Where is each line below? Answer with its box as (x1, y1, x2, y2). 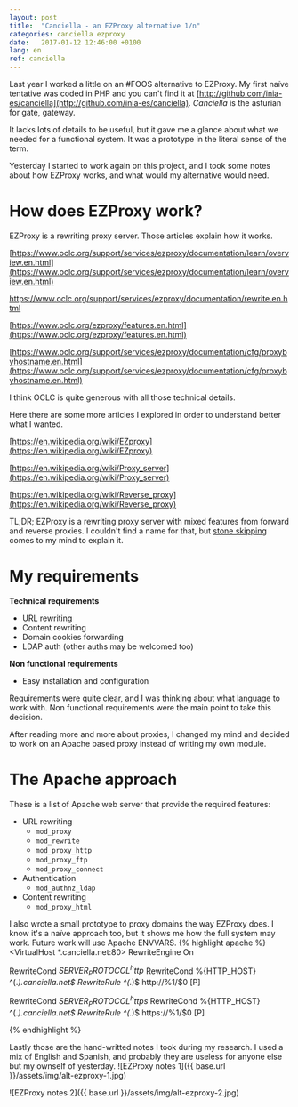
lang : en (9, 46, 42, 55)
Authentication (21, 872, 77, 883)
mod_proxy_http (35, 846, 92, 854)
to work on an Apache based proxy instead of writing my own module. (9, 738, 267, 749)
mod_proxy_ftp (35, 855, 88, 864)
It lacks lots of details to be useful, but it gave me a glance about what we (9, 124, 278, 134)
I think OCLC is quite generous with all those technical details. (9, 392, 236, 403)
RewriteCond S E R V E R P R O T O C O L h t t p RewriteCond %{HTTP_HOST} (9, 964, 256, 978)
